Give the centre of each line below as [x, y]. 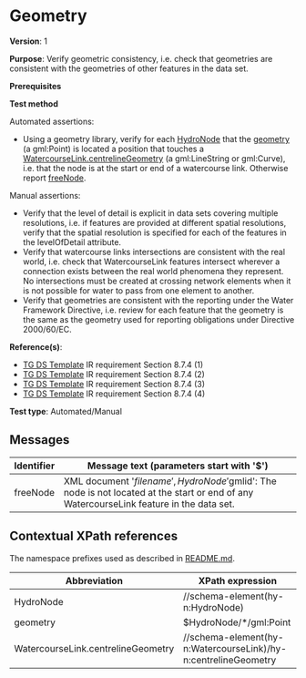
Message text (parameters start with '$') [178, 466]
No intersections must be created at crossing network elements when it [157, 281]
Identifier [35, 466]
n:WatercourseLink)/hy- [235, 648]
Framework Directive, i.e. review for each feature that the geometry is [153, 310]
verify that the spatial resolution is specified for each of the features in [154, 232]
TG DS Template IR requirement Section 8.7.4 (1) [113, 365]
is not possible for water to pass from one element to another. [138, 290]
